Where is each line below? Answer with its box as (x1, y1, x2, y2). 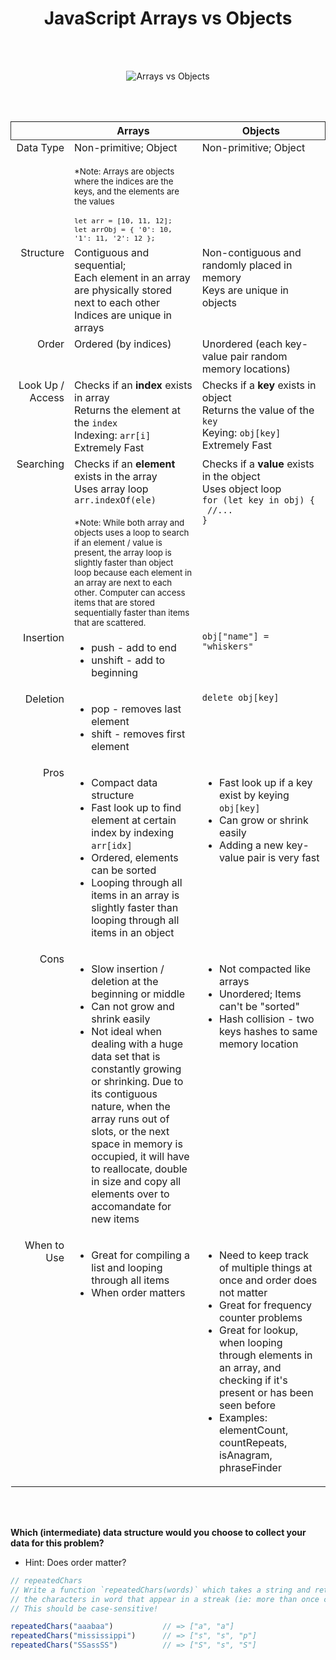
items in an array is (91, 888, 180, 902)
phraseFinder (218, 1460, 282, 1474)
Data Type (16, 140, 65, 154)
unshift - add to (91, 653, 166, 667)
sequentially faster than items (74, 607, 190, 618)
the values (74, 195, 115, 207)
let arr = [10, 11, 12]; (74, 215, 173, 226)
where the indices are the (74, 175, 174, 187)
